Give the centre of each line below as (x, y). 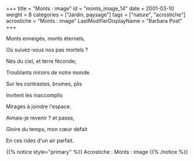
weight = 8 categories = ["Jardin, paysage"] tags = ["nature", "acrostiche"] (96, 15)
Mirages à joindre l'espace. (39, 107)
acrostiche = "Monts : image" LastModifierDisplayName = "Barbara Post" (94, 21)
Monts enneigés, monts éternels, (46, 38)
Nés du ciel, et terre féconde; (41, 61)
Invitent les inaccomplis (34, 95)
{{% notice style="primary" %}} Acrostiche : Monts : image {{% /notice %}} (97, 152)
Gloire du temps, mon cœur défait (47, 129)
